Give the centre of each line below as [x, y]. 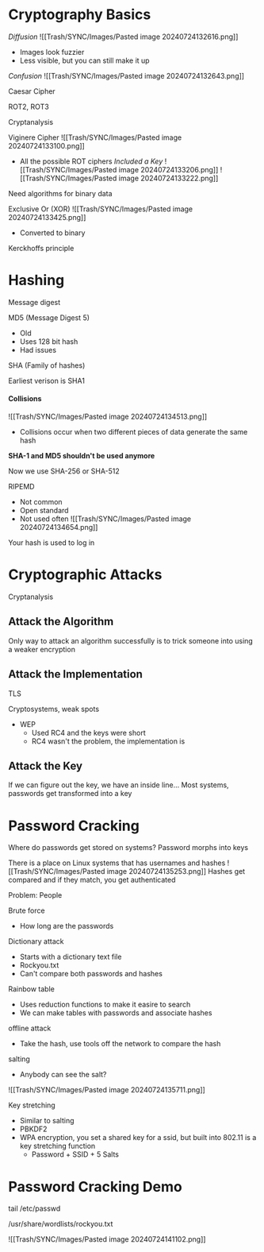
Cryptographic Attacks [85, 575]
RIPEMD [21, 487]
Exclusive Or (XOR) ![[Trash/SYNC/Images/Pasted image [101, 209]
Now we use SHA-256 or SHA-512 [64, 471]
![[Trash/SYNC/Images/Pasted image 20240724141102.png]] [107, 1239]
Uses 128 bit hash [49, 341]
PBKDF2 [33, 1129]
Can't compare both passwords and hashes [91, 974]
